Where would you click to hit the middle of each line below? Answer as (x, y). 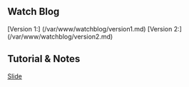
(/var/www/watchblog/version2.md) (60, 36)
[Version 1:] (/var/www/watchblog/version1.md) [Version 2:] (94, 29)
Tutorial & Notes (44, 59)
